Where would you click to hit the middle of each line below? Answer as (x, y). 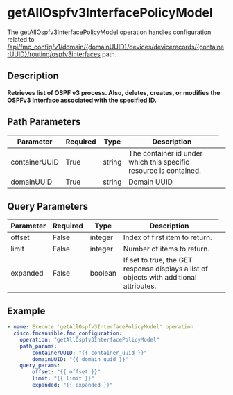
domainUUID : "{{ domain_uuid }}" (80, 359)
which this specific (158, 162)
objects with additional (160, 278)
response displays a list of (165, 269)
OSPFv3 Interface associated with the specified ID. (82, 100)
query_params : (40, 366)
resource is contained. (164, 170)
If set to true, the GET (158, 260)
